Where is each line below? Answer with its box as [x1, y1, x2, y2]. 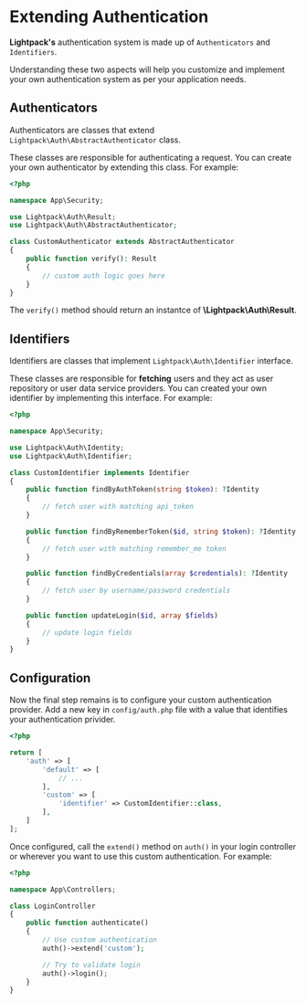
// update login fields [42, 628, 132, 637]
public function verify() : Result [26, 254, 157, 263]
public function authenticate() [26, 918, 149, 928]
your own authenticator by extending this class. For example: [9, 162, 239, 173]
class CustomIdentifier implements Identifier [9, 468, 190, 477]
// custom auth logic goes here [42, 271, 166, 280]
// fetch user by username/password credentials [42, 586, 231, 596]
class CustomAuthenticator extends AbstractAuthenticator [9, 238, 235, 247]
